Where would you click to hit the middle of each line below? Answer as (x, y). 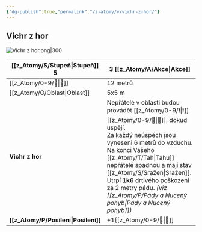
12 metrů (120, 83)
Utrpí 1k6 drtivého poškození (148, 180)
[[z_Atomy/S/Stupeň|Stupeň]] (55, 66)
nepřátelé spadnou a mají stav (149, 165)
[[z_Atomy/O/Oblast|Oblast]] (50, 93)
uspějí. (116, 128)
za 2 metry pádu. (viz (137, 188)
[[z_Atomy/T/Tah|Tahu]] (141, 158)
